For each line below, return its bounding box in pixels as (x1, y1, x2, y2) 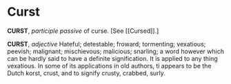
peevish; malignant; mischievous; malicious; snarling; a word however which (7, 47, 224, 55)
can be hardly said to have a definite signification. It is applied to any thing (7, 54, 219, 62)
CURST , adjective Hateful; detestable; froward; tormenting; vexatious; (7, 40, 206, 48)
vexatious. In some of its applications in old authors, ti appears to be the (7, 61, 212, 70)
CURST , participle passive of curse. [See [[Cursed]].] (7, 27, 159, 35)
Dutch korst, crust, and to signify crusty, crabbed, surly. (7, 69, 165, 77)
